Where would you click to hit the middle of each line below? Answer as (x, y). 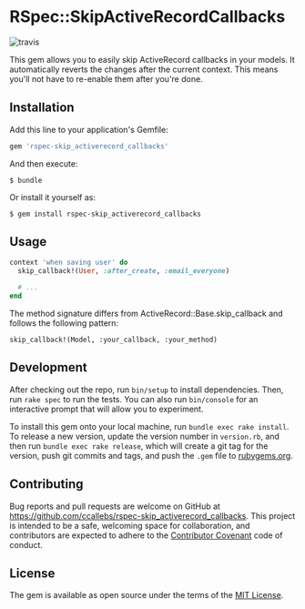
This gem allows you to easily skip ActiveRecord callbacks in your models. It (152, 59)
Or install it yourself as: (52, 197)
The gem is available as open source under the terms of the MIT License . (147, 595)
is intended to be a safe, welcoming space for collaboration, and (130, 525)
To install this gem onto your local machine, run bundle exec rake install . (149, 426)
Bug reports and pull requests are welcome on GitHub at (115, 506)
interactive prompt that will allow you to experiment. (107, 409)
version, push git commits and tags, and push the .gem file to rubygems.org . (152, 455)
